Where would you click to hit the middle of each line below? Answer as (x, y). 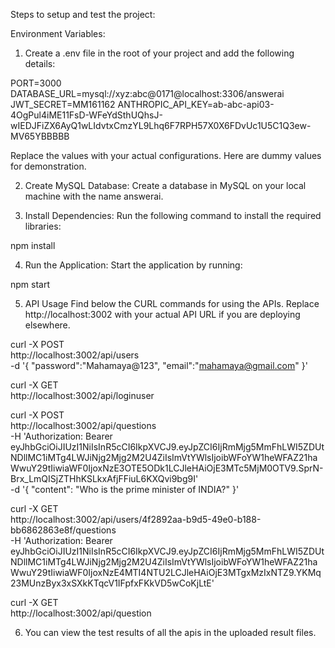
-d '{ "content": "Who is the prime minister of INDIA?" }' (125, 489)
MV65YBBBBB (40, 136)
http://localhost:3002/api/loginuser (82, 395)
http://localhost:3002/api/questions (83, 425)
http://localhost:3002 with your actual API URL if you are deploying (162, 314)
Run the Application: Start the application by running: (133, 265)
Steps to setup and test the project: (83, 14)
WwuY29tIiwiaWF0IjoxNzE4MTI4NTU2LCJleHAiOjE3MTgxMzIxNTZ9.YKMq (166, 572)
